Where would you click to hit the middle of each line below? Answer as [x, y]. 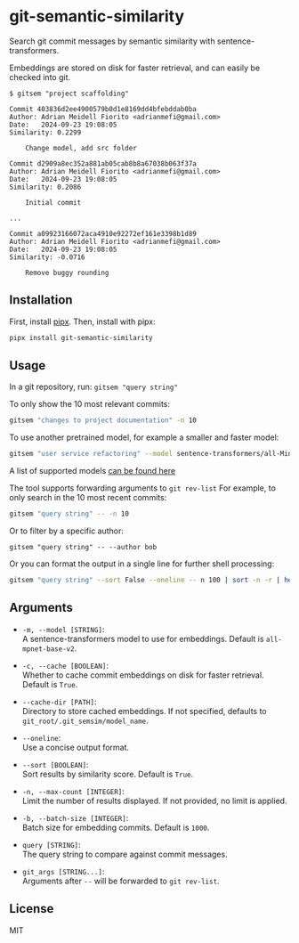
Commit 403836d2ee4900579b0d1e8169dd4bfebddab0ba [103, 109]
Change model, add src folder [81, 148]
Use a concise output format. [76, 747]
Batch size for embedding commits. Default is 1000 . [116, 827]
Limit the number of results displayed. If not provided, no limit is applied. [154, 801]
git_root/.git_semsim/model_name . [85, 720]
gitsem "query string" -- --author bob [83, 548]
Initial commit [53, 202]
